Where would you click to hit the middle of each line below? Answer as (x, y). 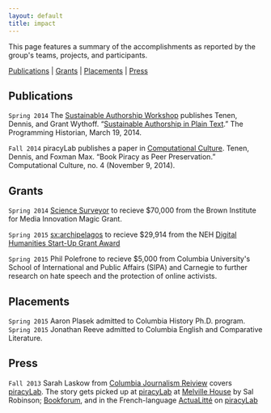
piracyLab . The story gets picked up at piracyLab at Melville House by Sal (131, 391)
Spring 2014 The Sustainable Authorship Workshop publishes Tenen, (123, 116)
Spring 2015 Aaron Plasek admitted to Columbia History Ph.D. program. (127, 321)
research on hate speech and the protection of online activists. (113, 276)
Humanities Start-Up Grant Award (64, 243)
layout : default (36, 16)
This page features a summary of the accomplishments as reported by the (132, 46)
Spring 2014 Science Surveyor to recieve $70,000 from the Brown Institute (132, 210)
